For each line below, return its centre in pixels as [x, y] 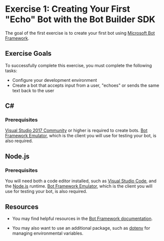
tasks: [11, 71]
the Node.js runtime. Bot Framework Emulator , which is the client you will [79, 186]
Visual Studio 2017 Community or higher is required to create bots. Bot [76, 130]
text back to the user [33, 90]
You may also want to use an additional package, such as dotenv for [81, 228]
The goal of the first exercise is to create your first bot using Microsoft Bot [80, 33]
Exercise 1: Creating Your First [68, 9]
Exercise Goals [28, 54]
